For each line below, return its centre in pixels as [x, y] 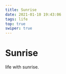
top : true [15, 24]
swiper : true [19, 28]
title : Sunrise [21, 10]
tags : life [16, 19]
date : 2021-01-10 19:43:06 [33, 14]
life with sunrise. [22, 67]
